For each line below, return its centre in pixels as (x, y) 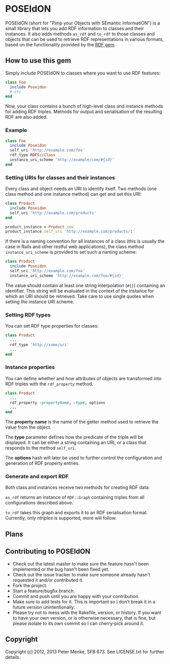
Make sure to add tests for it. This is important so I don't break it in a (84, 601)
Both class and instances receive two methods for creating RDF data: (78, 488)
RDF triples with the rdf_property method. (49, 384)
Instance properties (30, 367)
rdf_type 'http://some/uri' (40, 344)
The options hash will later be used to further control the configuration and (84, 458)
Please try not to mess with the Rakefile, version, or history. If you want (87, 613)
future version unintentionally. (44, 607)
